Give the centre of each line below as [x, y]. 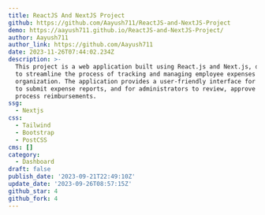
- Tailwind [33, 125]
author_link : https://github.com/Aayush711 [81, 45]
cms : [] [21, 147]
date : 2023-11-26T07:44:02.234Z [61, 52]
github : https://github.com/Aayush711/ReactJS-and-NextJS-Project [119, 23]
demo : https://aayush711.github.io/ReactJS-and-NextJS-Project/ [116, 30]
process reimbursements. [56, 96]
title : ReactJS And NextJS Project [67, 15]
